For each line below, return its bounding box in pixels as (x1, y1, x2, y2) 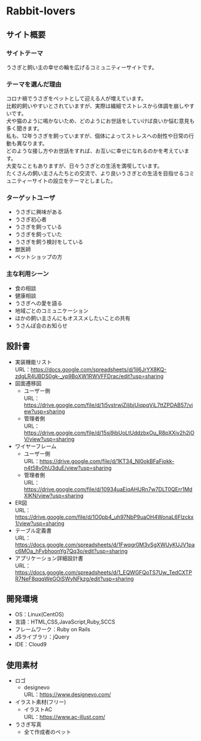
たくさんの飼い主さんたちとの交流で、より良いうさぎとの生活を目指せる (6, 170, 184, 177)
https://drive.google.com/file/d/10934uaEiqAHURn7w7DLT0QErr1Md (23, 485, 193, 492)
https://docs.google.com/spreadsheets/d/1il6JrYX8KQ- (31, 365, 167, 373)
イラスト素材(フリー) (14, 698, 66, 706)
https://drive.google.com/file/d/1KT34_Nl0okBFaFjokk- (39, 457, 175, 465)
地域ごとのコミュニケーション (14, 307, 89, 314)
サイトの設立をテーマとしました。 (32, 177, 116, 185)
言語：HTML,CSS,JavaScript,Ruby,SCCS (14, 618, 115, 625)
